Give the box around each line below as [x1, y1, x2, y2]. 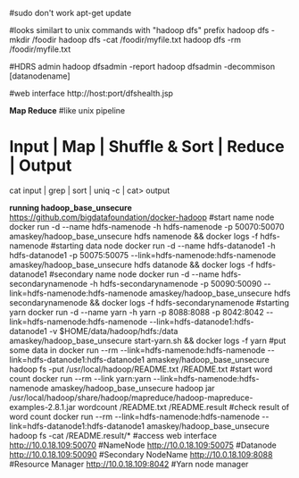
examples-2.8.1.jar [9, 401, 76, 412]
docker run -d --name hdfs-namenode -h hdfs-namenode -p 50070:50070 [9, 221, 285, 231]
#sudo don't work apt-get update [9, 8, 132, 18]
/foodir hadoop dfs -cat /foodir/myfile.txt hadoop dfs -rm [31, 35, 241, 45]
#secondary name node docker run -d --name [48, 268, 220, 280]
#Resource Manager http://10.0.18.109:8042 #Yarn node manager [9, 458, 249, 469]
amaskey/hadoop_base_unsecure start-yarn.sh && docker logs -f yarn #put [9, 335, 287, 346]
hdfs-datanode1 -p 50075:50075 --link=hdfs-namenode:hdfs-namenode [9, 249, 277, 260]
